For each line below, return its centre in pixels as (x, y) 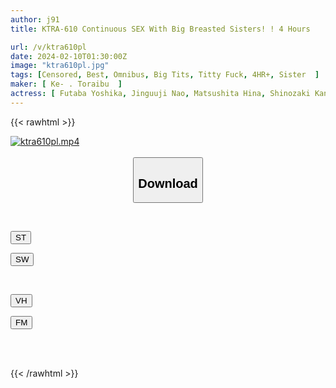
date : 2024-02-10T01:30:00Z (69, 56)
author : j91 (35, 19)
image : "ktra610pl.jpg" (60, 66)
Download (168, 183)
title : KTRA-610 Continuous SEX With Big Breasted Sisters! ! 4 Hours (160, 29)
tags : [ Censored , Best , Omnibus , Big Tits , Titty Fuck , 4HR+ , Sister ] (165, 75)
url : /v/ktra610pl (48, 47)
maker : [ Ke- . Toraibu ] (66, 84)
